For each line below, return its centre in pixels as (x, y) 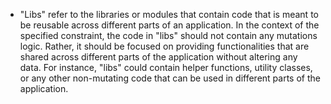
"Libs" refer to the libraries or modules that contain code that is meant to (169, 14)
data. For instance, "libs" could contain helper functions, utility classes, (166, 67)
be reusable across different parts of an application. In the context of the (169, 25)
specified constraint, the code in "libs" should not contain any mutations (168, 35)
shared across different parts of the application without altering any (158, 57)
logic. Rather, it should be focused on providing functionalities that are (164, 46)
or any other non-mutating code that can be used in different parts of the (170, 78)
